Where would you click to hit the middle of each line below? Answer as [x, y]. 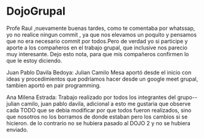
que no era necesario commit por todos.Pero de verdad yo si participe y [97, 41]
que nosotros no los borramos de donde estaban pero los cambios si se [97, 117]
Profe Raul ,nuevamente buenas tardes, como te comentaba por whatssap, [101, 28]
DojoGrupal [36, 11]
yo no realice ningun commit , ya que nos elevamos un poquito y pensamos [102, 34]
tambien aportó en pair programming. [54, 85]
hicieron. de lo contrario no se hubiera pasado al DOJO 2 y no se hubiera [99, 123]
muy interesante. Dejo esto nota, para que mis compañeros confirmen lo [98, 54]
